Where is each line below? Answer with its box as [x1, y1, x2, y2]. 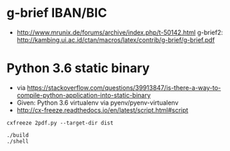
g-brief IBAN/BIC [6, 5, 107, 21]
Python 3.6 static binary [6, 60, 150, 77]
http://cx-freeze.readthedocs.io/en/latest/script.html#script [16, 105, 189, 114]
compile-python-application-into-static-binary [16, 91, 151, 99]
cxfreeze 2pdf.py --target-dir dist [6, 119, 114, 126]
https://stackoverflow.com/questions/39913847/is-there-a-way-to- [27, 83, 222, 92]
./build [6, 131, 29, 138]
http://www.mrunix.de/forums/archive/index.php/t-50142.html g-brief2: [16, 28, 224, 37]
